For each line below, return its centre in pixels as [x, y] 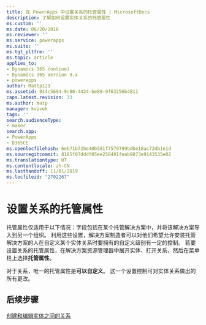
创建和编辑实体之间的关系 [39, 315]
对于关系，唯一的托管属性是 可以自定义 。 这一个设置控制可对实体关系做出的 [101, 271]
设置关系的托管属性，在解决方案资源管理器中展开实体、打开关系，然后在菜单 [103, 250]
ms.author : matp [27, 103]
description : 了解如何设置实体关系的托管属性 [59, 18]
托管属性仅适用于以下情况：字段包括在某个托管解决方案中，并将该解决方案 [100, 227]
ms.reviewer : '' [27, 35]
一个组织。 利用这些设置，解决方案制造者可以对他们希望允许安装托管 [109, 235]
